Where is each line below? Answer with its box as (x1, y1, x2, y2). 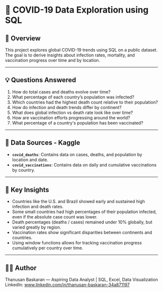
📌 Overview (5, 34, 41, 42)
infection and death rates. (12, 204, 64, 210)
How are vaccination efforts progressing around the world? (12, 114, 130, 121)
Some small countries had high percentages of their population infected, (12, 209, 157, 215)
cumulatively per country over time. (12, 245, 83, 251)
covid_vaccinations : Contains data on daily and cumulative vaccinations (12, 162, 157, 167)
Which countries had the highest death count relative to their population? (12, 99, 158, 105)
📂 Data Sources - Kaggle (5, 139, 81, 147)
